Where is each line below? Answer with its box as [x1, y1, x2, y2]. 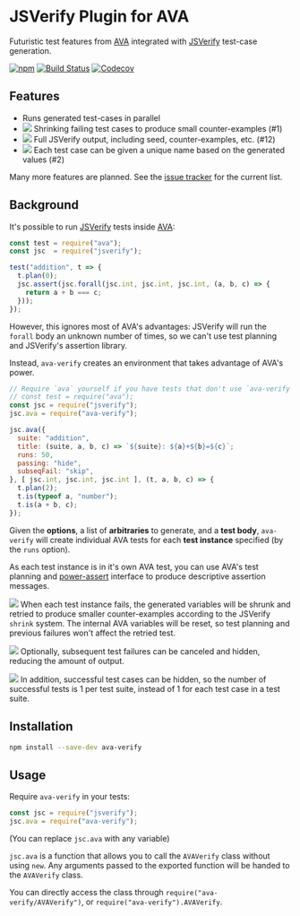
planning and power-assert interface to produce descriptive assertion [9, 571, 266, 582]
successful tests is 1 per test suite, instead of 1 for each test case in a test [9, 683, 280, 694]
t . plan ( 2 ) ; [17, 484, 58, 493]
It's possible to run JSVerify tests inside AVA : [9, 221, 176, 232]
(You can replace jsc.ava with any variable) [9, 833, 170, 843]
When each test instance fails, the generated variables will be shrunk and [20, 599, 291, 609]
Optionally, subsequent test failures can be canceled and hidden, [20, 645, 261, 656]
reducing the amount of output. [9, 655, 125, 666]
